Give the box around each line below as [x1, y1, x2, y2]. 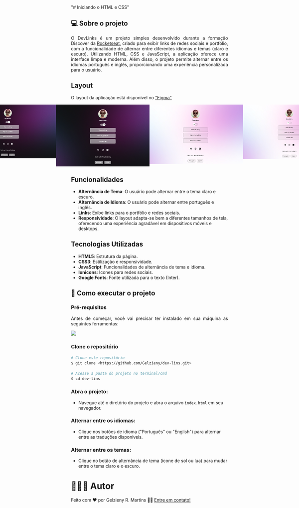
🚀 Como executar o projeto [71, 289, 155, 297]
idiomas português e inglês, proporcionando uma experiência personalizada [71, 61, 228, 67]
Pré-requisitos [71, 304, 107, 311]
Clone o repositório [71, 343, 119, 350]
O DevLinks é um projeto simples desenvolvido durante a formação [71, 35, 228, 41]
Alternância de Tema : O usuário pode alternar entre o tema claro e [78, 189, 216, 195]
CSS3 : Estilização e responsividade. [78, 258, 153, 264]
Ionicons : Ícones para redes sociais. [78, 269, 153, 275]
